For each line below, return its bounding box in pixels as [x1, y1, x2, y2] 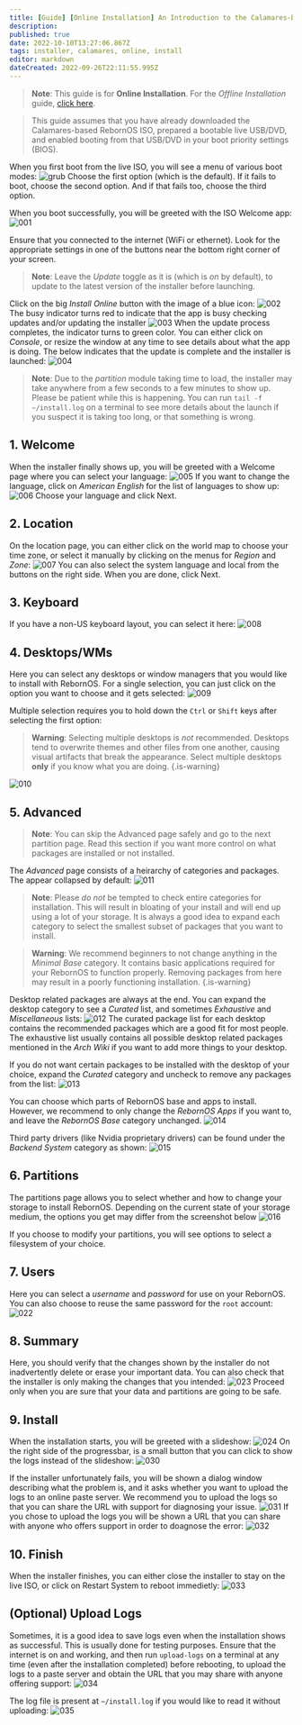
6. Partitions [9, 1168, 79, 1184]
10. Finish [9, 1547, 64, 1562]
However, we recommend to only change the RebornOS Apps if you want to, [9, 1105, 292, 1116]
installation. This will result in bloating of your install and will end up [31, 902, 281, 912]
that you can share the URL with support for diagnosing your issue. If [9, 1502, 289, 1512]
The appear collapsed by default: [9, 875, 132, 885]
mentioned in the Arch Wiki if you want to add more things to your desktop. [9, 1041, 288, 1052]
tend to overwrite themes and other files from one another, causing [31, 742, 280, 753]
